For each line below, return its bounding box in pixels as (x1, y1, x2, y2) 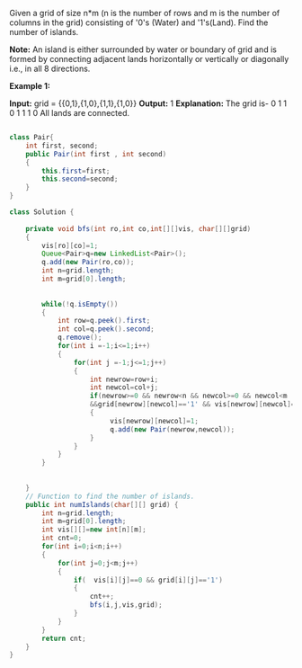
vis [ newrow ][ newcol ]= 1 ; (109, 416, 200, 425)
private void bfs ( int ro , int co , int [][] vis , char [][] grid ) (25, 224, 252, 233)
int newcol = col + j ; (89, 383, 159, 392)
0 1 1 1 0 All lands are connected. (9, 108, 130, 118)
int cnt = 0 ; (41, 534, 83, 543)
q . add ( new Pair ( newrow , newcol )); (109, 424, 235, 434)
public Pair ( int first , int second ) (25, 149, 167, 158)
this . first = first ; (41, 166, 111, 175)
